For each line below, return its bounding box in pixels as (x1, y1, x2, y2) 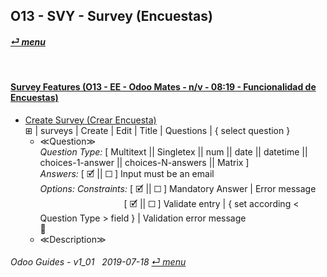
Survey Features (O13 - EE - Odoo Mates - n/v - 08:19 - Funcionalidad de (10, 81, 317, 93)
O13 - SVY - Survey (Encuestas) (10, 8, 213, 25)
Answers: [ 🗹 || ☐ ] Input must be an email (39, 167, 215, 179)
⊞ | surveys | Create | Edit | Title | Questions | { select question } (24, 124, 291, 136)
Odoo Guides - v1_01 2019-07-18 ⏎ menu (10, 256, 187, 268)
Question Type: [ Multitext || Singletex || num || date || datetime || (39, 145, 308, 158)
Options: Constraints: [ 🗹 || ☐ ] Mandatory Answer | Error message (39, 182, 317, 194)
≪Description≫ (39, 233, 107, 245)
